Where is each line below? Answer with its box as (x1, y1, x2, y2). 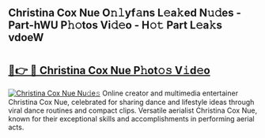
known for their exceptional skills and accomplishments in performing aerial (8, 114, 255, 123)
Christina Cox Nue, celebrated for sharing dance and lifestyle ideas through (8, 98, 255, 106)
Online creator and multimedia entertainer (102, 88, 239, 98)
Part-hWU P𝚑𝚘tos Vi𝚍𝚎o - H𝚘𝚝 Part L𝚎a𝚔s (8, 19, 223, 32)
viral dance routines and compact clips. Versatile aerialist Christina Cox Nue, (8, 106, 258, 115)
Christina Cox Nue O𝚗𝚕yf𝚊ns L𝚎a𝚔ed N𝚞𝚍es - (8, 6, 241, 20)
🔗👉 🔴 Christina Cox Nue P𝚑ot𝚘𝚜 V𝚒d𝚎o (8, 63, 211, 77)
